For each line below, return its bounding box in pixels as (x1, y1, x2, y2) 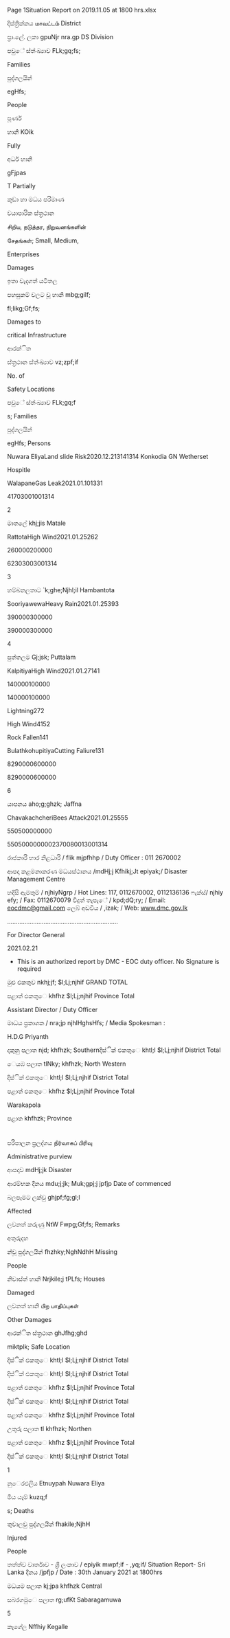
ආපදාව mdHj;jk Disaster (7, 1166, 72, 1174)
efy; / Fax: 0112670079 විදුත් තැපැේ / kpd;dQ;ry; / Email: (7, 896, 166, 904)
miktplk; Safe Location (7, 1343, 71, 1351)
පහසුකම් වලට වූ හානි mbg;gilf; (7, 291, 91, 298)
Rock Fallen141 (7, 733, 49, 741)
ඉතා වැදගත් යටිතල (7, 277, 58, 284)
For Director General (7, 931, 65, 939)
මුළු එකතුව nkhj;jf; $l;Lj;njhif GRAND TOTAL (7, 978, 128, 986)
